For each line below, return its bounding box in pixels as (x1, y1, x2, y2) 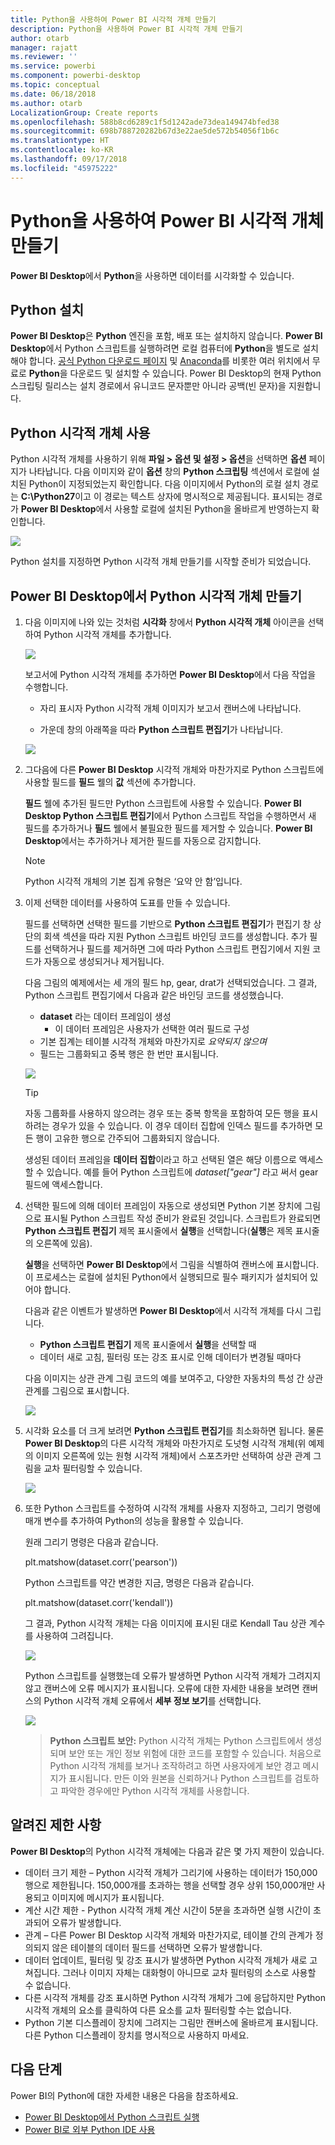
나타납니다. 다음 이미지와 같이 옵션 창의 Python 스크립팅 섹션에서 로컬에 (28, 466, 310, 478)
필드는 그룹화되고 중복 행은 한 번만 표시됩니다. (39, 1048, 219, 1060)
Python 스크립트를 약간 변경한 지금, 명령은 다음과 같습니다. (24, 1577, 255, 1588)
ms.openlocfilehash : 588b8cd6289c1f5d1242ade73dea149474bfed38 (10, 117, 280, 127)
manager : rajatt (10, 42, 78, 53)
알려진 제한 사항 (10, 1817, 102, 1834)
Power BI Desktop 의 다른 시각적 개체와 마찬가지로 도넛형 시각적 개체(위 (24, 1437, 307, 1449)
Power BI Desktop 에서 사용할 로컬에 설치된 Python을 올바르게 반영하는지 (20, 503, 310, 515)
